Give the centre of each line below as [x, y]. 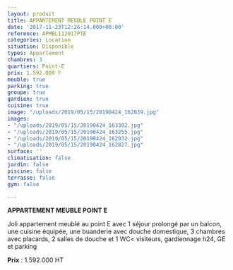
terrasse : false [31, 178]
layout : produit [31, 14]
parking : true [28, 86]
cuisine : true [28, 106]
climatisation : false [39, 158]
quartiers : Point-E [36, 66]
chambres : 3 [25, 60]
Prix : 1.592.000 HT [36, 260]
